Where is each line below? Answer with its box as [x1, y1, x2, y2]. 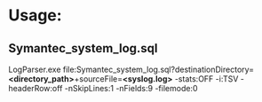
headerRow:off [8, 83, 63, 93]
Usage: [8, 5, 63, 26]
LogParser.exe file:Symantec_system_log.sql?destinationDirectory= [8, 64, 255, 75]
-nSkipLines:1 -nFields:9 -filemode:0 [64, 83, 198, 93]
